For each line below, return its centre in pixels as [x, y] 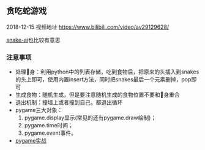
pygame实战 [31, 141]
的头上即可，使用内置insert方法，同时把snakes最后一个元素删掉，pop [103, 80]
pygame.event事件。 [50, 133]
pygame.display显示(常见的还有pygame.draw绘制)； [90, 118]
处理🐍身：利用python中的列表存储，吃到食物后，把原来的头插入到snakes [107, 72]
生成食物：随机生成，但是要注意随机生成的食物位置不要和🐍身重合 [97, 95]
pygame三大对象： [39, 110]
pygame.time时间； [49, 126]
